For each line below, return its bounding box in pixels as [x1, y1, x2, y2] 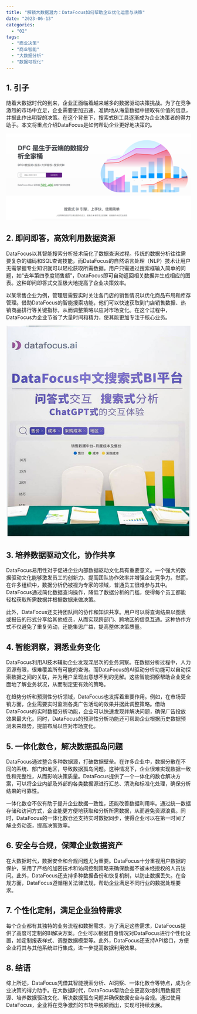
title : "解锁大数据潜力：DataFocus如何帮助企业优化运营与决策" [6, 9, 145, 15]
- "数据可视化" [11, 59, 44, 65]
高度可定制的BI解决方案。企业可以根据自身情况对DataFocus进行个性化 [16, 930, 186, 937]
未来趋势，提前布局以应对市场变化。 [11, 723, 98, 730]
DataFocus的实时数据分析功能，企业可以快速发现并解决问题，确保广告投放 [6, 708, 186, 715]
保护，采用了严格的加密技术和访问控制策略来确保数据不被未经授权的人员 [6, 864, 181, 871]
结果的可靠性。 [6, 788, 42, 795]
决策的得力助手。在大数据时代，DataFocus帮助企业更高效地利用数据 [11, 987, 176, 994]
